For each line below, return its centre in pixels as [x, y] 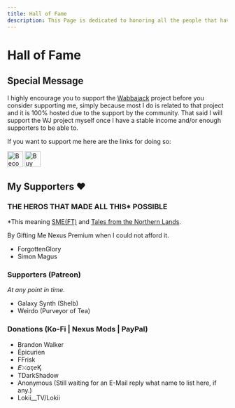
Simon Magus [37, 256]
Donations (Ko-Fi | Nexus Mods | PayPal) [78, 329]
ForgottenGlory [39, 249]
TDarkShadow [38, 375]
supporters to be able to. [43, 128]
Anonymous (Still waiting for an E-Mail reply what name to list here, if [117, 383]
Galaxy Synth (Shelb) [48, 303]
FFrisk [26, 360]
